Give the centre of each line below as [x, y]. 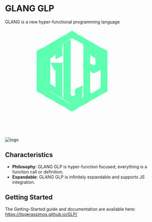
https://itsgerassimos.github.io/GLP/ [41, 214]
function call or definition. [38, 172]
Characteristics [29, 155]
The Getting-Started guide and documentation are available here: [70, 209]
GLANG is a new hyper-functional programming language [62, 22]
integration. [24, 182]
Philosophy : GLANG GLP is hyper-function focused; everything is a [79, 166]
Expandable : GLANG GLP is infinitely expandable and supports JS [78, 177]
